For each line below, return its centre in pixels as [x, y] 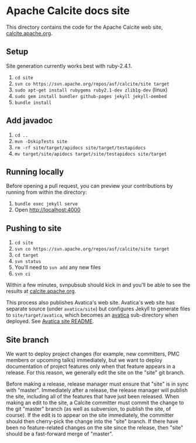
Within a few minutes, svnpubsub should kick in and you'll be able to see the [98, 285]
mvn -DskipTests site [41, 141]
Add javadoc [30, 121]
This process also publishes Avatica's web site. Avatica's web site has [90, 303]
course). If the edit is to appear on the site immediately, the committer [90, 415]
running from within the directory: [47, 192]
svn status [28, 262]
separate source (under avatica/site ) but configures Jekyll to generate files [98, 309]
